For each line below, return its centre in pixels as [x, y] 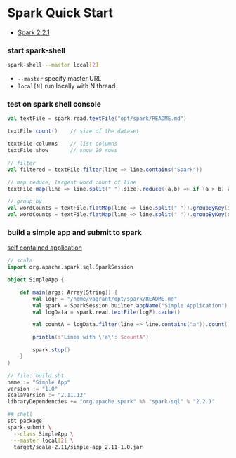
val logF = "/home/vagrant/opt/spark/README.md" [105, 299]
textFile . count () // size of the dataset [73, 131]
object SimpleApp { [36, 280]
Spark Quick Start [60, 13]
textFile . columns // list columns [63, 144]
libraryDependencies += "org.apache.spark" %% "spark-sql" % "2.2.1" [111, 402]
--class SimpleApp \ [44, 434]
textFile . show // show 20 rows [63, 151]
